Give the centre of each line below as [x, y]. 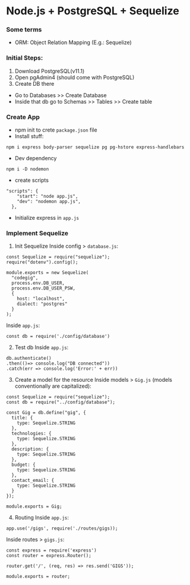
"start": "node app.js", [47, 197]
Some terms [24, 30]
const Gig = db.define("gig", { [46, 413]
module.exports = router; [38, 577]
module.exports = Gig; [34, 507]
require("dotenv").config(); [42, 262]
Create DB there [34, 83]
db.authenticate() [29, 359]
